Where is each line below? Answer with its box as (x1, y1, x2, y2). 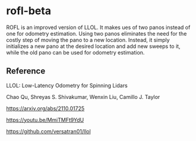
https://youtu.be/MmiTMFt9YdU (6, 116, 84, 123)
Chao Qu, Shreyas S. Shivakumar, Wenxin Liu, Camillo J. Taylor (6, 93, 160, 100)
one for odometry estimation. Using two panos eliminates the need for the (6, 30, 187, 37)
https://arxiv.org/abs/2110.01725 (6, 105, 85, 112)
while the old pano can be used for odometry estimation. (6, 49, 145, 56)
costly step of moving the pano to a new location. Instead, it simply (6, 36, 170, 43)
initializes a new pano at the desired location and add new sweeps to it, (6, 43, 181, 50)
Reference (6, 66, 46, 76)
